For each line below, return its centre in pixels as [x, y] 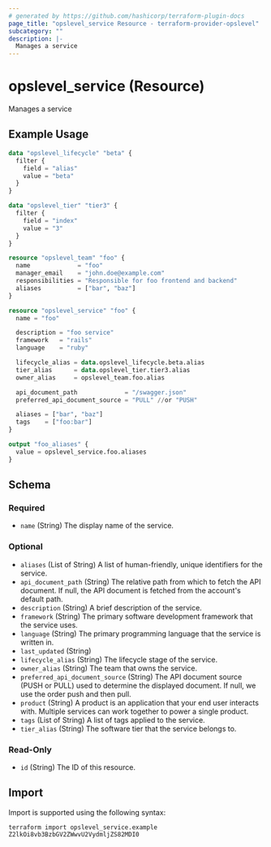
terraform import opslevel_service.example [83, 827]
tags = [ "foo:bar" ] [54, 422]
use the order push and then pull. [75, 694]
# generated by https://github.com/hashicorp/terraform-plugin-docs [127, 16]
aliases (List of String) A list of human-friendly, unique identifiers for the [141, 564]
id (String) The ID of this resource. [78, 767]
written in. [37, 642]
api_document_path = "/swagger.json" [101, 392]
